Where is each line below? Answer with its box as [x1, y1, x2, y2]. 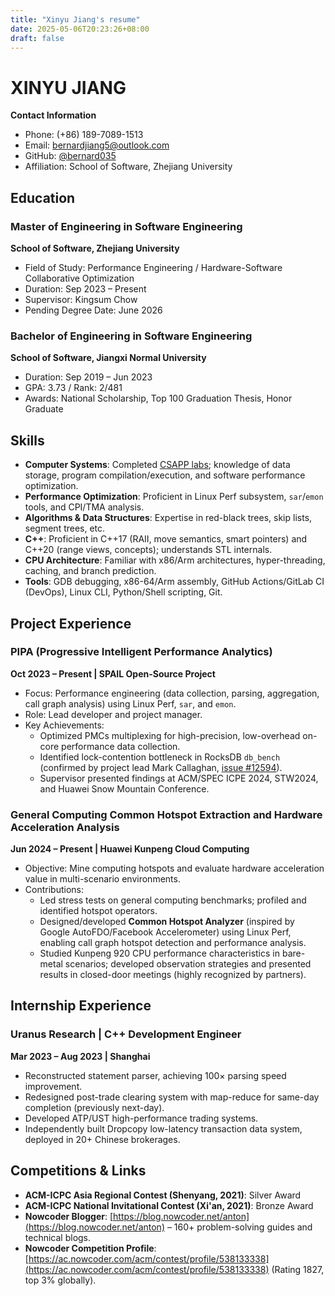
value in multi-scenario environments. [24, 873, 181, 885]
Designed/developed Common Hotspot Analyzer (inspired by [39, 916, 295, 928]
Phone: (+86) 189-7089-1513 [24, 129, 144, 141]
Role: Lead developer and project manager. [24, 708, 203, 720]
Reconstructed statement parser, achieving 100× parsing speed [24, 1069, 287, 1081]
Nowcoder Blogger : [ [24, 1210, 114, 1222]
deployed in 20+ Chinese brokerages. [24, 1133, 181, 1145]
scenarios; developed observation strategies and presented [64, 958, 312, 970]
